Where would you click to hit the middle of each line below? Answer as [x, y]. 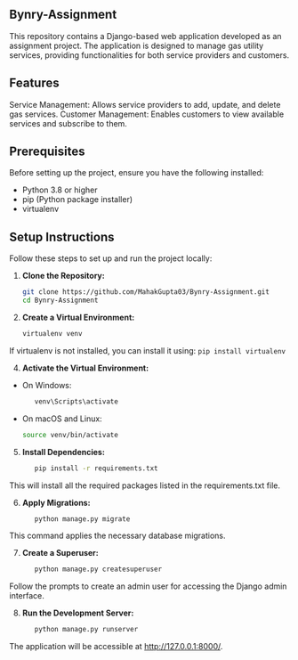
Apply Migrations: [56, 502]
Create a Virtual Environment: [78, 317]
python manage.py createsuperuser [98, 569]
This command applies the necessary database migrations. [117, 536]
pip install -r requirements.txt [96, 468]
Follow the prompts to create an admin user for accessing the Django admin [148, 586]
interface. [27, 596]
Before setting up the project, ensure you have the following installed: [137, 173]
